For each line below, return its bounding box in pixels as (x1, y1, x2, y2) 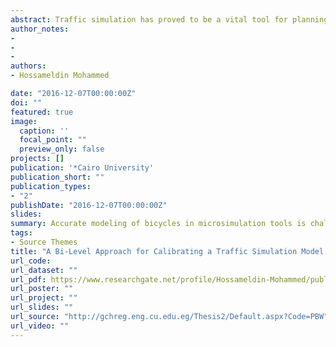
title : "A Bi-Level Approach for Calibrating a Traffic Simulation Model (10, 246, 325, 256)
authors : (10, 61, 47, 71)
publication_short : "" (10, 172, 105, 182)
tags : (10, 228, 33, 238)
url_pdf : (10, 274, 47, 285)
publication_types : (10, 181, 92, 191)
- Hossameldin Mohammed (10, 71, 110, 81)
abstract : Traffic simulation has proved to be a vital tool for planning (10, 14, 329, 25)
